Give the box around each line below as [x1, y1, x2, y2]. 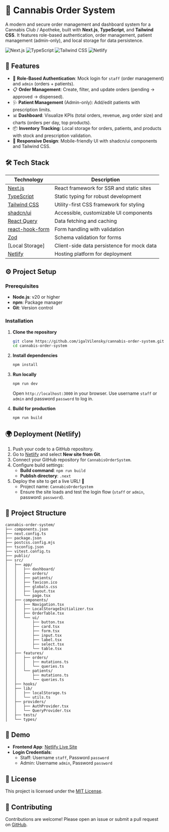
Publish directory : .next [20, 473, 71, 479]
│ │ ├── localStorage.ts [5, 690, 67, 696]
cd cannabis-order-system [12, 343, 67, 348]
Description [91, 176, 120, 183]
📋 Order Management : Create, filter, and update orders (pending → [12, 86, 155, 93]
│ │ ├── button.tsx [5, 619, 65, 625]
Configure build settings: [12, 462, 64, 468]
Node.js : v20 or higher [12, 294, 61, 300]
